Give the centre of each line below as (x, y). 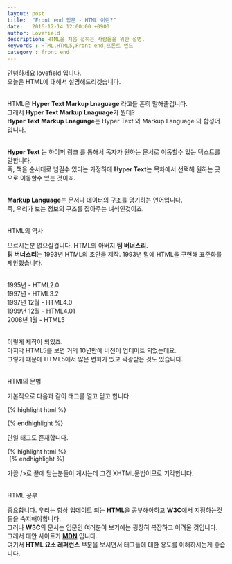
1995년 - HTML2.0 (33, 284)
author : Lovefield (34, 33)
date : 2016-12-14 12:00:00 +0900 (59, 26)
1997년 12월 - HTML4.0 (40, 302)
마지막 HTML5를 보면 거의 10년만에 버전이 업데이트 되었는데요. (92, 350)
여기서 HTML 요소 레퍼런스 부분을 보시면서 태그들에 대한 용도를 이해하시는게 (110, 545)
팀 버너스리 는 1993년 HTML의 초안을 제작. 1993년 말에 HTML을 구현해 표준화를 (115, 254)
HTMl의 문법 (24, 381)
